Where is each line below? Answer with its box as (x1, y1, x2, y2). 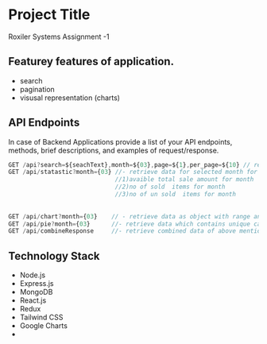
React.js (19, 296, 47, 305)
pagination (19, 84, 56, 94)
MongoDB (19, 288, 53, 297)
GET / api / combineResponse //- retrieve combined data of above (8, 227, 237, 235)
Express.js (19, 279, 54, 288)
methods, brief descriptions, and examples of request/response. (8, 145, 219, 155)
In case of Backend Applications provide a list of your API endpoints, (8, 137, 233, 146)
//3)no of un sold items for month (114, 191, 237, 199)
